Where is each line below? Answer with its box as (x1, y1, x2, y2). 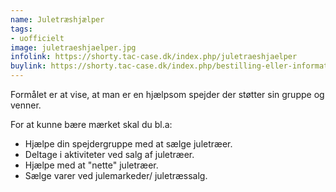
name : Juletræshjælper (10, 14, 105, 25)
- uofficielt (10, 33, 65, 43)
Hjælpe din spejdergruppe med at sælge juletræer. (24, 138, 233, 150)
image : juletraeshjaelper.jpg (10, 42, 137, 53)
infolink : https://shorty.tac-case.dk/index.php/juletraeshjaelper (10, 52, 298, 62)
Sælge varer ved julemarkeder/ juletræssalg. (24, 170, 208, 181)
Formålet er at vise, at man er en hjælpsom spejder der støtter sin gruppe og (10, 89, 325, 100)
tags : (10, 24, 33, 34)
